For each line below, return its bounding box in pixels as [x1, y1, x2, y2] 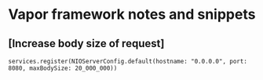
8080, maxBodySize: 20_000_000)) [8, 64, 118, 72]
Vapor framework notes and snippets [8, 5, 256, 24]
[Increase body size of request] [8, 37, 165, 50]
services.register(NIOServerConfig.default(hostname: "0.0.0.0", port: [8, 57, 247, 65]
